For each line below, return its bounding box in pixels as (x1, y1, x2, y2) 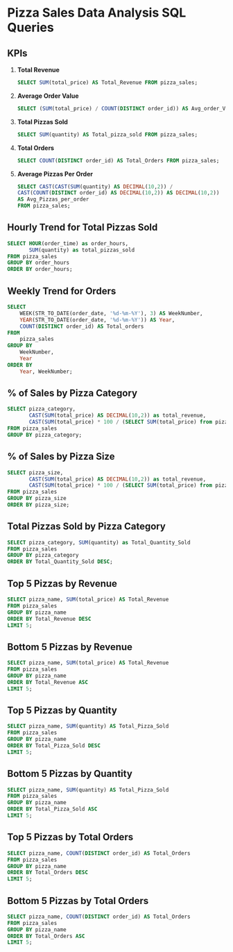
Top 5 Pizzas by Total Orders (7, 831, 134, 843)
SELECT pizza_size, (7, 469, 64, 476)
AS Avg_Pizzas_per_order (17, 196, 89, 203)
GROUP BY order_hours (7, 259, 70, 267)
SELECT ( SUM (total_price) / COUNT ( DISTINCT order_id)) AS (17, 105, 189, 112)
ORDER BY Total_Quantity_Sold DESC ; (7, 558, 113, 565)
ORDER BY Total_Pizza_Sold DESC (7, 742, 101, 749)
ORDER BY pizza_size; (7, 501, 70, 508)
